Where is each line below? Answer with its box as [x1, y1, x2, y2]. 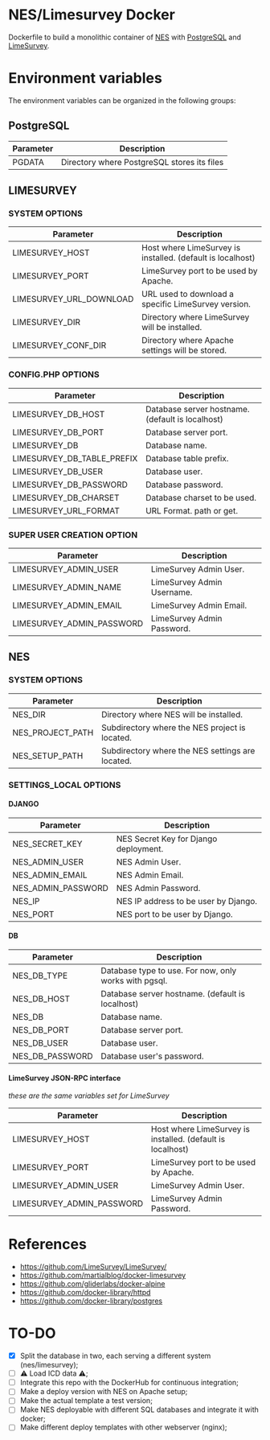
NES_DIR [12, 708, 46, 720]
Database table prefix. [145, 452, 229, 464]
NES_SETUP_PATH [12, 750, 84, 761]
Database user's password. [100, 1050, 204, 1062]
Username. [151, 586, 193, 597]
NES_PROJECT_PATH [12, 727, 94, 738]
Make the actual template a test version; [19, 1396, 153, 1405]
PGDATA [12, 156, 44, 167]
